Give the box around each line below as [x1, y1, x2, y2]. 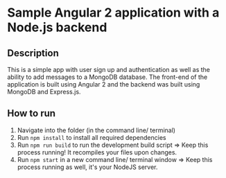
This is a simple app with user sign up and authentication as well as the [7, 66, 210, 73]
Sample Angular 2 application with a [7, 5, 220, 21]
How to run [7, 107, 56, 119]
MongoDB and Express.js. [7, 88, 81, 96]
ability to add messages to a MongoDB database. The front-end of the [7, 73, 208, 81]
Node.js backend [7, 19, 107, 35]
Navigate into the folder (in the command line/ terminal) [17, 126, 175, 134]
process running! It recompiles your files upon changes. [17, 148, 177, 157]
